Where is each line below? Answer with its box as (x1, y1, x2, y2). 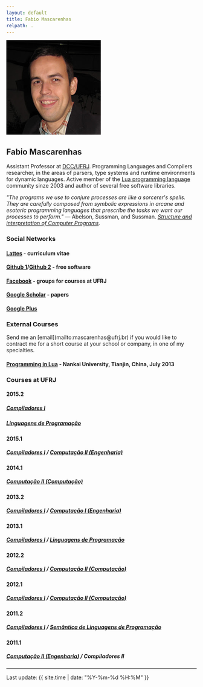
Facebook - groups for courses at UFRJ (6, 277, 107, 284)
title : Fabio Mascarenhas (6, 16, 71, 22)
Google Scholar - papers (6, 291, 69, 298)
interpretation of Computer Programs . (6, 220, 101, 227)
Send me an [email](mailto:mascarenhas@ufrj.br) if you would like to (6, 334, 177, 341)
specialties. (6, 347, 35, 354)
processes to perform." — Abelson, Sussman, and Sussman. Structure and (6, 213, 192, 220)
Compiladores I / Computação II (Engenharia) (6, 449, 123, 456)
